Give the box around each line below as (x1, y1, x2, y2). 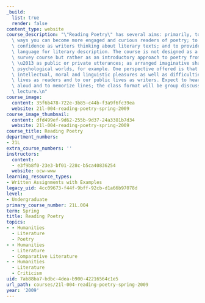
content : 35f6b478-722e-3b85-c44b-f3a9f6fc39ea (12, 100, 135, 106)
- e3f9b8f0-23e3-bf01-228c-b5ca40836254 (12, 162, 116, 169)
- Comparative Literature (12, 253, 78, 260)
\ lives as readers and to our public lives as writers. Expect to (12, 77, 187, 83)
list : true (12, 15, 40, 21)
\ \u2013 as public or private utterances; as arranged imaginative (12, 60, 190, 66)
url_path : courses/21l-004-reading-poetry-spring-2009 (6, 282, 149, 288)
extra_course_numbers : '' (6, 145, 72, 151)
